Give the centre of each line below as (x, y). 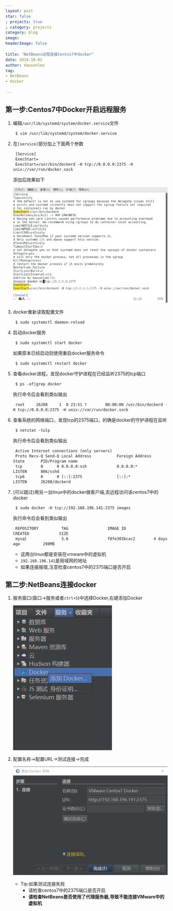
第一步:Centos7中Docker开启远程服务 (66, 110)
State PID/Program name (45, 461)
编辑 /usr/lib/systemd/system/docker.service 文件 (66, 123)
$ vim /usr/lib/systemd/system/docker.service (66, 133)
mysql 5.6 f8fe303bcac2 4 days (91, 539)
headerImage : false (26, 44)
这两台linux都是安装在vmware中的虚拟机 (63, 554)
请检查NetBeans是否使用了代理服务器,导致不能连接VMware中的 (96, 897)
